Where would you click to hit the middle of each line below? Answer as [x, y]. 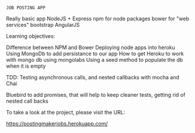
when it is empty [26, 66]
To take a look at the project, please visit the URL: [66, 112]
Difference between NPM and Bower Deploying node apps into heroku [90, 47]
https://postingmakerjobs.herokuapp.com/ [57, 124]
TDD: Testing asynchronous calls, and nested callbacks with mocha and [93, 77]
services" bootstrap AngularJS [43, 25]
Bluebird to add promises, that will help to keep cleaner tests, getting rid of [96, 95]
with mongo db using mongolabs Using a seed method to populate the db [95, 60]
